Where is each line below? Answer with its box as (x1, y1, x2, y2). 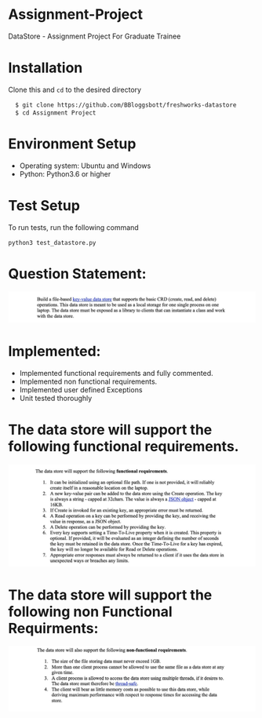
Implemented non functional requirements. (19, 377, 158, 386)
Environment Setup (8, 135, 136, 153)
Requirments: (8, 620, 99, 637)
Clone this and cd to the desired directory (8, 85, 142, 94)
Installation (8, 59, 83, 77)
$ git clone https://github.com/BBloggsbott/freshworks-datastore (15, 100, 237, 109)
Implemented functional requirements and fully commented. (19, 368, 213, 377)
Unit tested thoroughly (19, 393, 93, 403)
